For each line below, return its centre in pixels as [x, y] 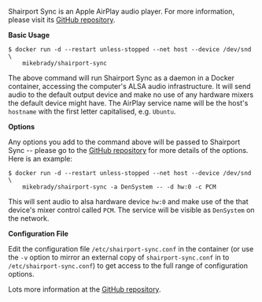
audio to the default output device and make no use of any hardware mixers [131, 95]
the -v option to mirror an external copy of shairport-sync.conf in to [119, 257]
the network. [29, 218]
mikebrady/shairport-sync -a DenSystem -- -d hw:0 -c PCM [119, 187]
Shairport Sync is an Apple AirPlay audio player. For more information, [121, 11]
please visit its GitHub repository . [62, 20]
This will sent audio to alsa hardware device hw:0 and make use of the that [128, 201]
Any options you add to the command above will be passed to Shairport [124, 142]
